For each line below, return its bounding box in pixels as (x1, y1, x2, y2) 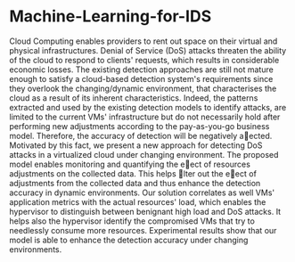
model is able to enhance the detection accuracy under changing (9, 234, 249, 245)
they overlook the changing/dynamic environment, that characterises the (9, 83, 277, 94)
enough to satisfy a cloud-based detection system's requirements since (9, 73, 274, 84)
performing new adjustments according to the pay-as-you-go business (9, 120, 270, 131)
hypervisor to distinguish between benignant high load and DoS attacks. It (9, 206, 282, 217)
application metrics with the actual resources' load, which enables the (9, 196, 266, 207)
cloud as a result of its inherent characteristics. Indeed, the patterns (9, 92, 258, 103)
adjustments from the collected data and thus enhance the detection (9, 177, 261, 188)
